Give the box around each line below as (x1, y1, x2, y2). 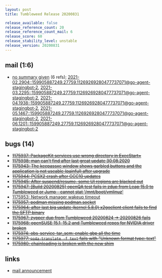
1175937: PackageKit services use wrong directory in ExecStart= (12, 153, 142, 159)
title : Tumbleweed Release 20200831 (5, 12, 79, 17)
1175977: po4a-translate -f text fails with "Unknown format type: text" (12, 236, 157, 241)
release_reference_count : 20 (5, 25, 64, 30)
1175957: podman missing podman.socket (12, 199, 96, 205)
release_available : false (5, 20, 57, 25)
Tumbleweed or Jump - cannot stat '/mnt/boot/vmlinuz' (12, 189, 124, 195)
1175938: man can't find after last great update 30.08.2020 (12, 158, 130, 164)
